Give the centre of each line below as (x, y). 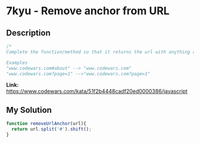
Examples (17, 63)
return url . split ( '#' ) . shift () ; (52, 129)
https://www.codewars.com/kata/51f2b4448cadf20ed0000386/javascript (97, 91)
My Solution (29, 110)
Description (28, 33)
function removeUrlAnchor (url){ (46, 124)
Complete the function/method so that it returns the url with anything (98, 52)
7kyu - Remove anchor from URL (88, 11)
